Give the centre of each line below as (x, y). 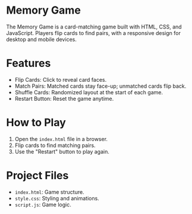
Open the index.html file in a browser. (61, 139)
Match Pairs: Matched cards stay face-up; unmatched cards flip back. (100, 86)
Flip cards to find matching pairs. (55, 145)
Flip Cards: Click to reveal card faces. (61, 79)
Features (29, 63)
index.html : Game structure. (49, 192)
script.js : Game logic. (43, 205)
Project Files (37, 175)
